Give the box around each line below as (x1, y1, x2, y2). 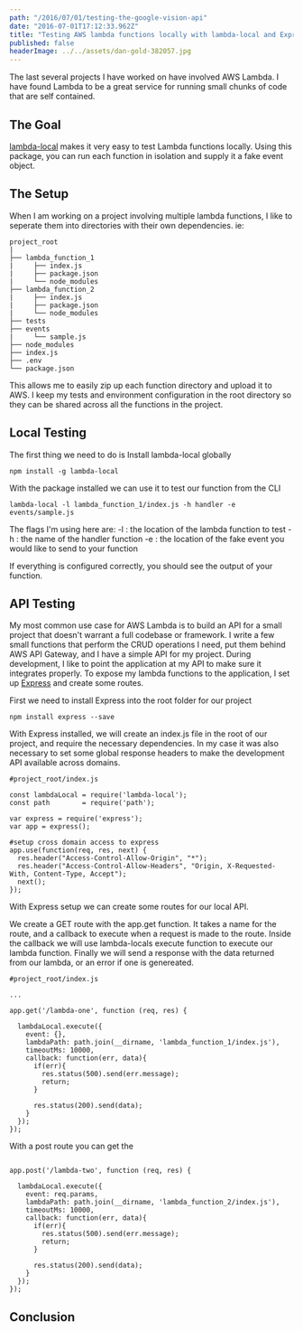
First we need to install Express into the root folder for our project (9, 695, 252, 706)
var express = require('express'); (9, 814, 143, 823)
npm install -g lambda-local (9, 466, 119, 475)
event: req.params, (25, 1190, 99, 1199)
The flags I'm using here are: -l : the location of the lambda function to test (9, 523, 287, 534)
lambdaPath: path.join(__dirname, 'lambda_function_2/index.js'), (25, 1198, 280, 1207)
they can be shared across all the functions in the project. (9, 398, 224, 409)
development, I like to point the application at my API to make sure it (9, 659, 262, 670)
